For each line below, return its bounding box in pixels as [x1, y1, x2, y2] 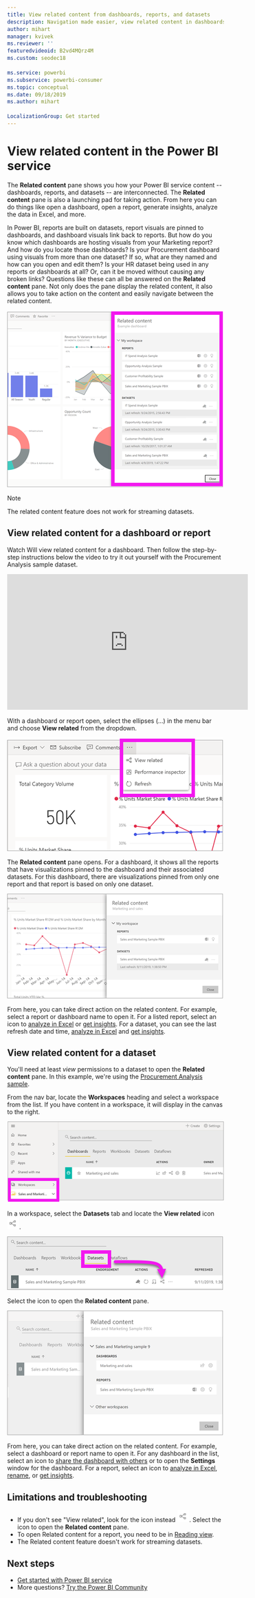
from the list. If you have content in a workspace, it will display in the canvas [7, 1100, 223, 1109]
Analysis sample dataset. [7, 560, 78, 568]
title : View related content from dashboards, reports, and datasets [7, 11, 211, 18]
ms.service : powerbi [7, 69, 67, 76]
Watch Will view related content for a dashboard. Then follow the [7, 545, 191, 554]
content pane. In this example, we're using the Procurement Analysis [7, 1072, 203, 1081]
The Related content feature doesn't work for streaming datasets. [16, 1537, 203, 1546]
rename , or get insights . [7, 1471, 74, 1479]
